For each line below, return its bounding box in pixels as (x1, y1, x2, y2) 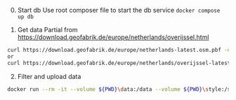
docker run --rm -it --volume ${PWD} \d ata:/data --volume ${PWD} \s (7, 85, 209, 93)
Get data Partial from (17, 26, 79, 34)
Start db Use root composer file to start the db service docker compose (17, 6, 221, 14)
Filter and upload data (17, 72, 81, 80)
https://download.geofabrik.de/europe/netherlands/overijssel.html (17, 33, 209, 41)
